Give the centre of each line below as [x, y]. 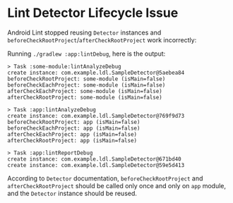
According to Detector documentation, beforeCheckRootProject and [105, 178]
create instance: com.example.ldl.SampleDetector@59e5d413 [96, 165]
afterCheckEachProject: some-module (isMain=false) [85, 91]
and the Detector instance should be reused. [72, 193]
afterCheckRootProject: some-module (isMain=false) [85, 97]
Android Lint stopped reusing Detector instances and [84, 32]
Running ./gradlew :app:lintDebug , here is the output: [86, 54]
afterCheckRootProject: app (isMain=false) [72, 140]
